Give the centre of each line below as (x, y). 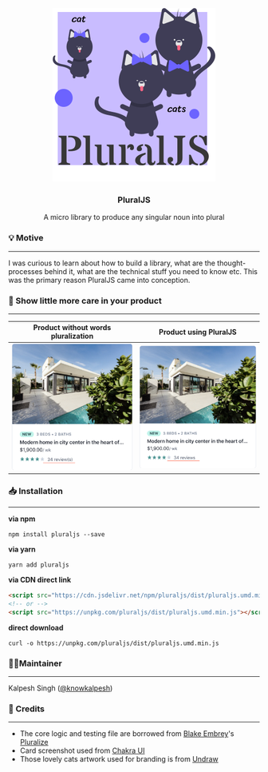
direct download (36, 627)
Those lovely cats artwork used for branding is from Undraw (119, 759)
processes (26, 271)
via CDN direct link (40, 580)
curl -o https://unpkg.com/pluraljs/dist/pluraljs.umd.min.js (114, 643)
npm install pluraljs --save (57, 535)
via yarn (22, 549)
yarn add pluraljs (39, 565)
